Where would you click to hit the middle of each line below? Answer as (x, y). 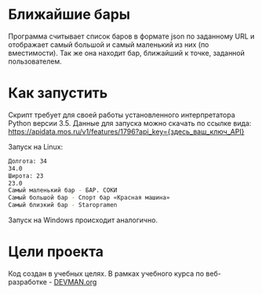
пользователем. (35, 61)
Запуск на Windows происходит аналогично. (83, 220)
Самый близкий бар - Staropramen (63, 205)
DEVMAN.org (75, 281)
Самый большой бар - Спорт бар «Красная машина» (89, 198)
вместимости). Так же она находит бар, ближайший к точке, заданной (127, 53)
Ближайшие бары (69, 15)
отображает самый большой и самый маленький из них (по (109, 44)
